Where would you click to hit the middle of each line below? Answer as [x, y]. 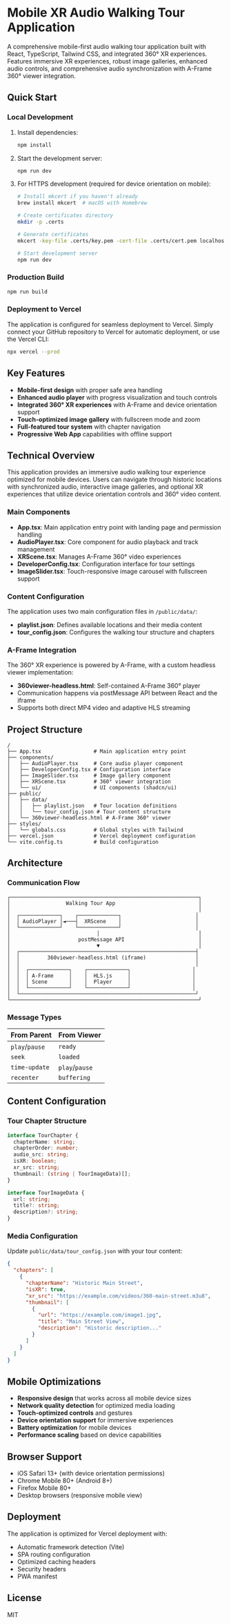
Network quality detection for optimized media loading [96, 1406]
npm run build [28, 291]
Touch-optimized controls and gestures [75, 1413]
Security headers [42, 1569]
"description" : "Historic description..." [100, 1328]
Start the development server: [60, 158]
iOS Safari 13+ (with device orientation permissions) [91, 1473]
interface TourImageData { [46, 1192]
